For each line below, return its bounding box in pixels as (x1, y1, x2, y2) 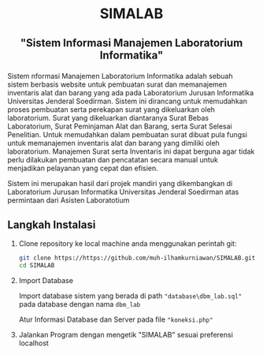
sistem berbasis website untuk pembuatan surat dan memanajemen (7, 80, 228, 89)
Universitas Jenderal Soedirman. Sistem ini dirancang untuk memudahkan (7, 96, 247, 106)
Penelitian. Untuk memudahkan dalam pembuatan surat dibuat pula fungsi (7, 129, 247, 139)
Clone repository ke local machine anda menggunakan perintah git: (18, 239, 237, 248)
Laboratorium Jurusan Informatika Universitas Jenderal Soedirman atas (7, 187, 239, 196)
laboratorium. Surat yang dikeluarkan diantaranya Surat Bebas (7, 113, 209, 122)
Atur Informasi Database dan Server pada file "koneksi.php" (18, 315, 213, 324)
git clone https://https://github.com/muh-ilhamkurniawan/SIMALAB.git (18, 254, 256, 263)
